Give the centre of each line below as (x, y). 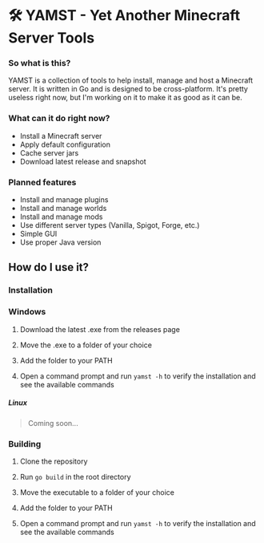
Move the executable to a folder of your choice (97, 492)
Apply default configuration (65, 144)
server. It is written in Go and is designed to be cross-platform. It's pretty (128, 89)
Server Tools (51, 38)
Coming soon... (53, 423)
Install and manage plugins (64, 200)
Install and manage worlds (63, 209)
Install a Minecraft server (61, 136)
